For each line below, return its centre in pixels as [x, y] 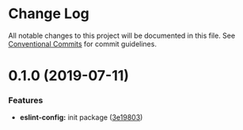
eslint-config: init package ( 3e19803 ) [81, 117]
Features [26, 101]
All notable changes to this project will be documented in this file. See [122, 35]
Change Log [49, 14]
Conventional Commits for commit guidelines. [82, 43]
